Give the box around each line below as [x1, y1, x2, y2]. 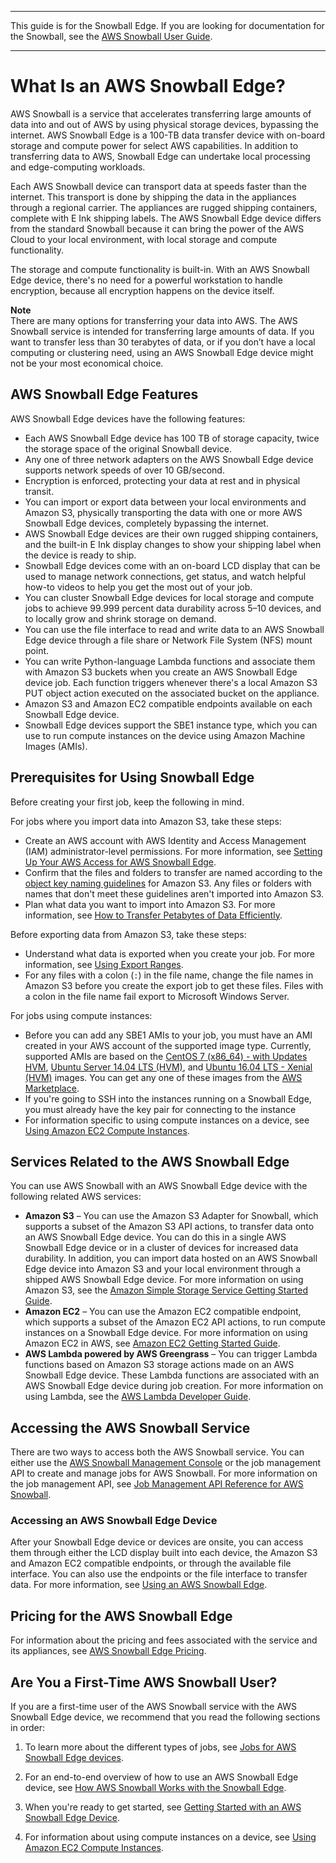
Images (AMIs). [24, 740, 88, 752]
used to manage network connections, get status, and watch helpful [24, 570, 307, 582]
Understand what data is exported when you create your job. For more [24, 947, 315, 960]
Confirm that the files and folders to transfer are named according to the [24, 866, 323, 878]
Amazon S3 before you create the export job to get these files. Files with [24, 979, 324, 991]
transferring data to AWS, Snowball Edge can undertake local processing [10, 150, 311, 162]
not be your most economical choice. [10, 357, 164, 369]
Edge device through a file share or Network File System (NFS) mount [24, 634, 313, 646]
